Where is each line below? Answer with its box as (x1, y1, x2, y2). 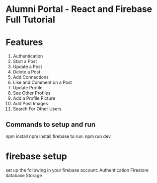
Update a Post (12, 63, 42, 70)
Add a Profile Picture (12, 95, 56, 101)
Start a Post (12, 59, 37, 64)
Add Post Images (12, 101, 48, 107)
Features (5, 37, 43, 48)
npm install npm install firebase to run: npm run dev (5, 133, 111, 139)
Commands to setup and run (5, 120, 96, 128)
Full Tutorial (5, 14, 55, 25)
